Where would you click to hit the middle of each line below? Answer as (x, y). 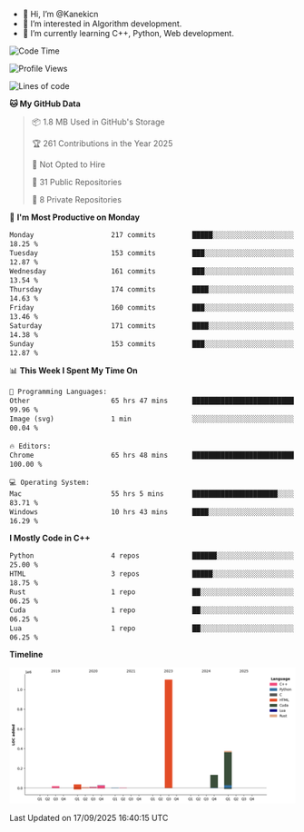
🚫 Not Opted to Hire (69, 164)
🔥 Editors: (30, 446)
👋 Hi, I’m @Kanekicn (60, 14)
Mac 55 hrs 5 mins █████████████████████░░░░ (152, 494)
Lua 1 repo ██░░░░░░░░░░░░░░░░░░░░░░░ (152, 629)
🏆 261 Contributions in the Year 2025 (102, 144)
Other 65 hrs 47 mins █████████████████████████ (152, 401)
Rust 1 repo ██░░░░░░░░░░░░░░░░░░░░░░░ (152, 592)
